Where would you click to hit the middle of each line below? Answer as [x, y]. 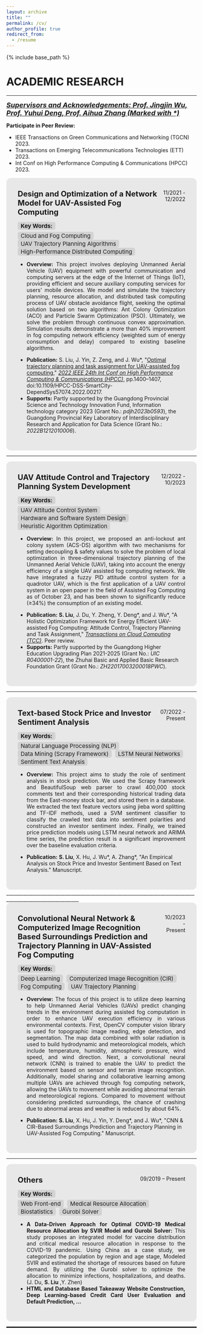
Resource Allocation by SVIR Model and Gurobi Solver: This [106, 1230]
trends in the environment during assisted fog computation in [106, 1012]
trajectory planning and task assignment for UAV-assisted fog [103, 366]
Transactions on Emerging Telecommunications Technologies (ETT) [99, 150]
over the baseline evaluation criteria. [72, 845]
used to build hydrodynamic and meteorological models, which [106, 1044]
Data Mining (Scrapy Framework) [65, 754]
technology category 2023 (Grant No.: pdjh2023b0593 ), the [101, 411]
